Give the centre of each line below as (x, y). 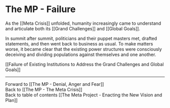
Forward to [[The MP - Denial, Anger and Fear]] (55, 84)
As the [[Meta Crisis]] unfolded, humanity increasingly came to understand (83, 23)
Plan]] (11, 100)
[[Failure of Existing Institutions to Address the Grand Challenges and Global (84, 64)
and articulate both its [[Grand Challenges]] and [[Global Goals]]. (73, 28)
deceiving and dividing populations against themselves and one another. (81, 55)
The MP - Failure (40, 9)
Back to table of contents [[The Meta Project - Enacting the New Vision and (84, 95)
